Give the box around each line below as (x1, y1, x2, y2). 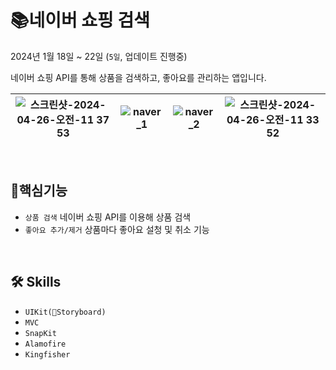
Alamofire (24, 339, 67, 349)
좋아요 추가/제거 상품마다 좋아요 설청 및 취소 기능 (24, 223, 210, 235)
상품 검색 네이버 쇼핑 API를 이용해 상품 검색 (24, 211, 192, 223)
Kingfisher (24, 349, 71, 360)
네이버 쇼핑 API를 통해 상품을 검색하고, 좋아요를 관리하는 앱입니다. (10, 71, 267, 83)
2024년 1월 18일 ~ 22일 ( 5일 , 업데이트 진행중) (10, 50, 188, 62)
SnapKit (24, 328, 57, 338)
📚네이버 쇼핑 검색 (10, 9, 151, 32)
